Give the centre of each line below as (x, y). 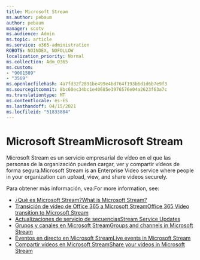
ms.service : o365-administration (48, 45)
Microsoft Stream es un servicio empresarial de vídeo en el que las (89, 158)
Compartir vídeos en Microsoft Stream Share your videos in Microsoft (100, 244)
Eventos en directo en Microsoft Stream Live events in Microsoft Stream (103, 238)
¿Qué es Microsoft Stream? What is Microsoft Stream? (81, 200)
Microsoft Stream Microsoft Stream (95, 141)
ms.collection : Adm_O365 (37, 62)
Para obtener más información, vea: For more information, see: (83, 188)
